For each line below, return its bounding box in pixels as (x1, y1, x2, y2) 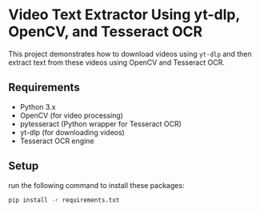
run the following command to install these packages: (8, 180, 185, 190)
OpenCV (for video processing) (19, 110, 124, 120)
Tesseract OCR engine (19, 136, 94, 146)
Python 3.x (19, 102, 56, 111)
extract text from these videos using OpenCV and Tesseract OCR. (8, 58, 226, 67)
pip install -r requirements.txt (8, 196, 120, 204)
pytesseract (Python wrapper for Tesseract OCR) (19, 118, 182, 129)
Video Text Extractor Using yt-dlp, (8, 6, 240, 24)
